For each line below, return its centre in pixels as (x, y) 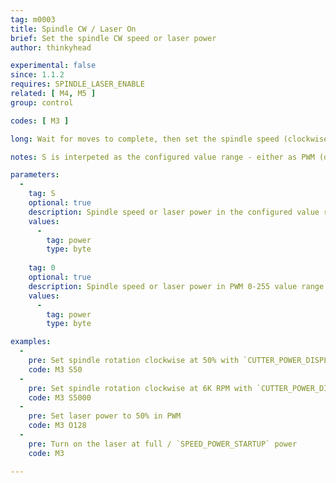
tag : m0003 (33, 19)
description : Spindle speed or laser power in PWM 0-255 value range (176, 286)
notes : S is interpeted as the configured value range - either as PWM (162, 157)
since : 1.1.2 (37, 75)
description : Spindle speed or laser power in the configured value (174, 212)
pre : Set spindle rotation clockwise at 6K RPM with (140, 388)
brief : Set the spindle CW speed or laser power (113, 38)
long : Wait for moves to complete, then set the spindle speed (145, 139)
